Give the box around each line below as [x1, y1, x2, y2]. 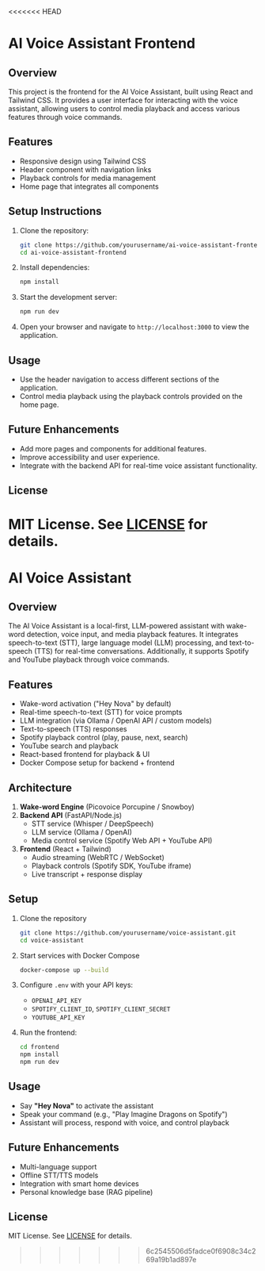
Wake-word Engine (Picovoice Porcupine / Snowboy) [19, 801, 195, 812]
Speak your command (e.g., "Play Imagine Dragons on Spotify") [19, 1109, 228, 1119]
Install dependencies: [19, 263, 90, 272]
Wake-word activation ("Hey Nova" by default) [19, 699, 172, 708]
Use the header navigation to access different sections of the [19, 374, 220, 384]
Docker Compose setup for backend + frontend [19, 758, 176, 768]
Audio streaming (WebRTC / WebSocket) [31, 852, 165, 862]
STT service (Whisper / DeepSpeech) [31, 819, 154, 828]
